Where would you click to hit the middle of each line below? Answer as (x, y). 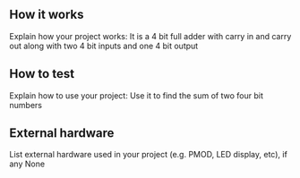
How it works (47, 15)
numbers (26, 105)
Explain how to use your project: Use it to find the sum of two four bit (137, 95)
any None (27, 164)
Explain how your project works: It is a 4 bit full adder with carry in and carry (150, 36)
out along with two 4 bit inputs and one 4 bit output (104, 46)
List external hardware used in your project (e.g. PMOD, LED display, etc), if (149, 155)
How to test (42, 74)
